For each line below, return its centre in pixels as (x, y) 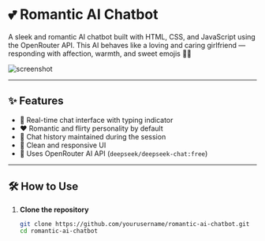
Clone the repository (54, 209)
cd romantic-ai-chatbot (59, 231)
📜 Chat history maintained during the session (93, 136)
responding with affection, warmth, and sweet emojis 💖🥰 (100, 54)
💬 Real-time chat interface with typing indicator (96, 120)
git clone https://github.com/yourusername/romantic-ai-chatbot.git (134, 224)
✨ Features (36, 101)
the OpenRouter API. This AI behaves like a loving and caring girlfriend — (127, 45)
